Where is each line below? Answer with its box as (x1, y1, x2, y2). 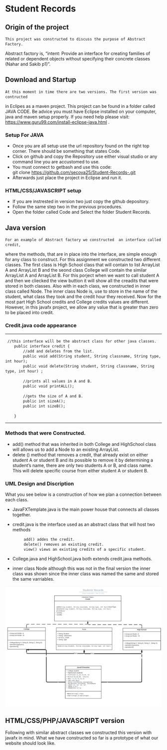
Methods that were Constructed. (5, 430, 86, 437)
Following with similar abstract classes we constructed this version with (5, 730, 152, 736)
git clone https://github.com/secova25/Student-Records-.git (12, 169, 136, 175)
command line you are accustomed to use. (12, 159, 100, 165)
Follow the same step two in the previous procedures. (12, 204, 123, 210)
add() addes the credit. (23, 537, 76, 542)
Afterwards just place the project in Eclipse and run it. (12, 175, 123, 181)
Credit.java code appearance (5, 322, 77, 329)
